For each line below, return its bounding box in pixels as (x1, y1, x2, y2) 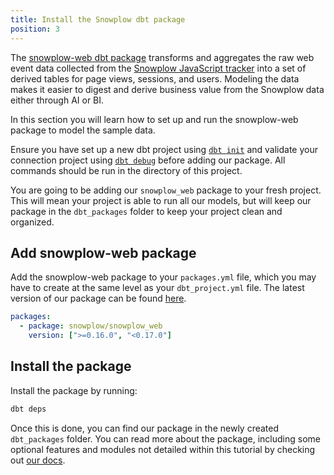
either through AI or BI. (10, 94, 105, 106)
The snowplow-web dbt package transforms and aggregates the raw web (10, 51, 315, 63)
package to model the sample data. (10, 124, 156, 136)
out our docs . (10, 454, 66, 466)
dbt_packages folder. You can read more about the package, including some (10, 432, 321, 445)
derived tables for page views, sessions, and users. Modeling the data (10, 72, 300, 85)
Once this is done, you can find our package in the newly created (10, 422, 280, 434)
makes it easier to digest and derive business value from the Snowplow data (10, 83, 325, 95)
